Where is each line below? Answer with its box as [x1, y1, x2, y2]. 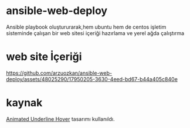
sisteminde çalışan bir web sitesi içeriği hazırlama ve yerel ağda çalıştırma [6, 29, 185, 36]
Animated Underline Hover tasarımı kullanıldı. [6, 115, 115, 122]
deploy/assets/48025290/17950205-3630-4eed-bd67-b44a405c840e [6, 75, 178, 82]
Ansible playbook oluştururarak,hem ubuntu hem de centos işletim [6, 23, 167, 30]
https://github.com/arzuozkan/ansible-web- [6, 69, 113, 77]
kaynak [6, 96, 43, 109]
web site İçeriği [6, 50, 82, 64]
